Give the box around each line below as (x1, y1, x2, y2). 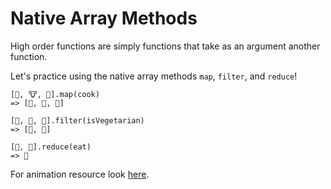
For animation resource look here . (10, 168, 150, 180)
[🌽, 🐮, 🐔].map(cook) (10, 89, 100, 99)
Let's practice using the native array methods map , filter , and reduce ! (10, 70, 298, 82)
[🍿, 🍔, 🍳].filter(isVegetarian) (10, 115, 145, 126)
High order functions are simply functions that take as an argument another (10, 40, 321, 52)
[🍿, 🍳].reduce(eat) (10, 142, 92, 152)
